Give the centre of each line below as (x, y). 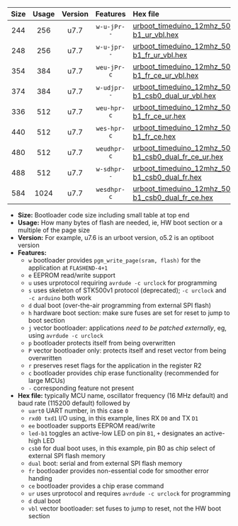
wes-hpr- (110, 128)
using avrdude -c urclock (66, 335)
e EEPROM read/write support (72, 275)
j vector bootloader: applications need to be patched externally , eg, (127, 328)
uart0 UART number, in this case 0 (78, 411)
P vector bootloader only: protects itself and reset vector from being (127, 350)
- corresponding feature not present (81, 388)
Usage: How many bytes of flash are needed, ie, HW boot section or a (120, 223)
